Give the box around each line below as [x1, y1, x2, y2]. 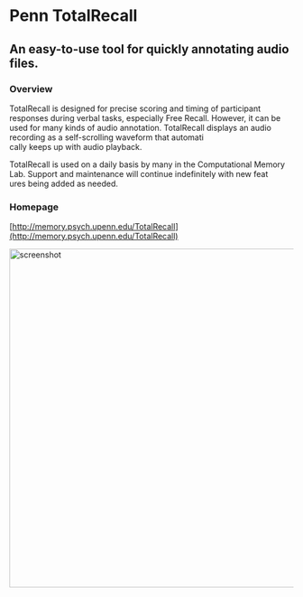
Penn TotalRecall [9, 5, 138, 26]
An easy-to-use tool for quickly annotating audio [9, 42, 289, 57]
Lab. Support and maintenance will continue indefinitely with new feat [9, 168, 269, 179]
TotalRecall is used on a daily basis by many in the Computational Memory [9, 159, 286, 170]
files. [9, 55, 39, 70]
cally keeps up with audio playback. [9, 141, 142, 152]
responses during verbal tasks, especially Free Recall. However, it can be [9, 112, 281, 123]
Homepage [9, 201, 59, 213]
